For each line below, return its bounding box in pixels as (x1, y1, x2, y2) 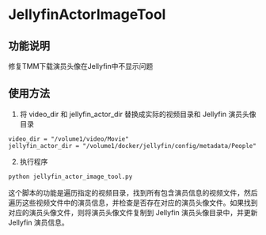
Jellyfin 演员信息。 (8, 218, 69, 227)
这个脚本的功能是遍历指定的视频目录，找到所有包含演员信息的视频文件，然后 (8, 188, 258, 197)
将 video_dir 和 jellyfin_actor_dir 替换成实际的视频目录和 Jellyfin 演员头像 (19, 109, 256, 119)
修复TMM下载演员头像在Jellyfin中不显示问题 (8, 62, 154, 70)
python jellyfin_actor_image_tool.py (8, 172, 133, 180)
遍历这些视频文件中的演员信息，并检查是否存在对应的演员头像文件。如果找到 (8, 198, 258, 207)
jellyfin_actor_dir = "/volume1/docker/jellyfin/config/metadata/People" (8, 142, 257, 150)
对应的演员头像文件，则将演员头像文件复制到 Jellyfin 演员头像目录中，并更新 (8, 207, 258, 217)
